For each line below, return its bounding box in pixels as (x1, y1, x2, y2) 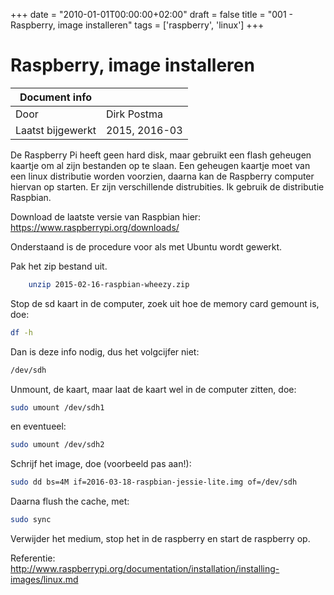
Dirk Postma (105, 107, 164, 121)
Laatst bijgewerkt (15, 123, 97, 137)
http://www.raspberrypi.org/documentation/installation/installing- (10, 563, 280, 575)
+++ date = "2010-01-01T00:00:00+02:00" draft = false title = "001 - (10, 9, 293, 20)
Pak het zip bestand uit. (10, 260, 108, 272)
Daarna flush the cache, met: (10, 495, 130, 508)
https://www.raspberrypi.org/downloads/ (10, 221, 180, 233)
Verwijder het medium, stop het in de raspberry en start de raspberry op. (10, 533, 311, 545)
